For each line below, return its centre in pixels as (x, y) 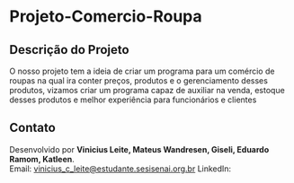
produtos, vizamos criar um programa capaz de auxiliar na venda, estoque (147, 90)
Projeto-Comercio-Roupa (106, 17)
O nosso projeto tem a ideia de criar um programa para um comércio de (142, 71)
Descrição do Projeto (69, 50)
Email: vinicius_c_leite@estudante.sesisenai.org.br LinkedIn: (120, 169)
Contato (32, 128)
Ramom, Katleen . (42, 159)
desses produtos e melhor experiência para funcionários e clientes (133, 100)
